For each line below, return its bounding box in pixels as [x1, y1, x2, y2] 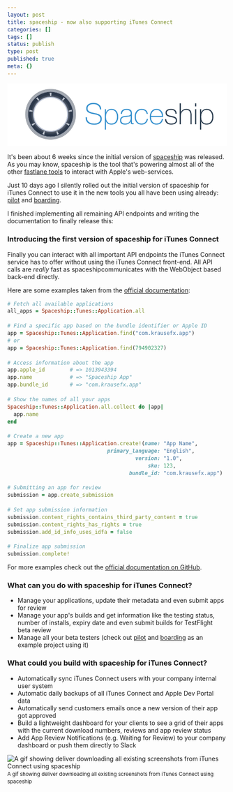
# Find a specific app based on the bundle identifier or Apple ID [7, 322, 208, 329]
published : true [7, 56, 54, 63]
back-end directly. [7, 272, 60, 281]
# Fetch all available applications [7, 300, 114, 307]
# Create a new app [7, 433, 64, 440]
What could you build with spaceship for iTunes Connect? [7, 658, 208, 668]
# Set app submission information [7, 507, 108, 514]
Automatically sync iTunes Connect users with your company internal [17, 674, 217, 682]
